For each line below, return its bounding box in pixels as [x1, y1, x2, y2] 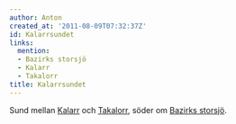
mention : [17, 47, 50, 56]
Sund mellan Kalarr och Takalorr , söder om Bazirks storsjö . [9, 104, 227, 115]
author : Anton [9, 13, 63, 22]
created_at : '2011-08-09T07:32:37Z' [9, 22, 147, 31]
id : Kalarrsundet [9, 30, 75, 39]
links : [9, 38, 34, 48]
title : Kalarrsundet [9, 80, 87, 89]
